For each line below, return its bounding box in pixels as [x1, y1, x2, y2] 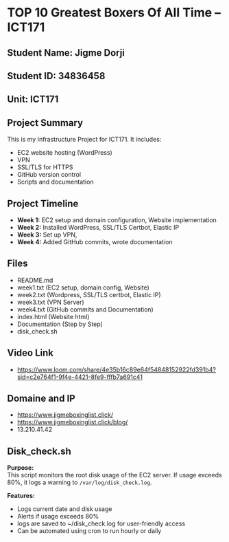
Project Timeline [7, 197, 79, 209]
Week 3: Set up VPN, [16, 230, 77, 239]
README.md [16, 276, 53, 284]
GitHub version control [16, 171, 81, 179]
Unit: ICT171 [7, 94, 59, 105]
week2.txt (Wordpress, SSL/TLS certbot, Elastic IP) [16, 290, 161, 299]
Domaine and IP [7, 393, 75, 404]
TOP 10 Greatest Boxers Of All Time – [7, 5, 221, 21]
